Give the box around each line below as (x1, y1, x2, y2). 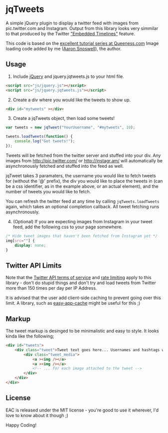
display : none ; (14, 243, 46, 248)
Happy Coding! (5, 422, 37, 428)
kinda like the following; (5, 333, 54, 339)
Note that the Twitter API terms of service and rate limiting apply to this (5, 275, 152, 281)
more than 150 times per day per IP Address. (5, 285, 97, 291)
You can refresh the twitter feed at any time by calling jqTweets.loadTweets (5, 198, 160, 204)
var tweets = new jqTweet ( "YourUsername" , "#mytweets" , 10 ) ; (5, 125, 136, 130)
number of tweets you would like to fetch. (5, 188, 91, 194)
